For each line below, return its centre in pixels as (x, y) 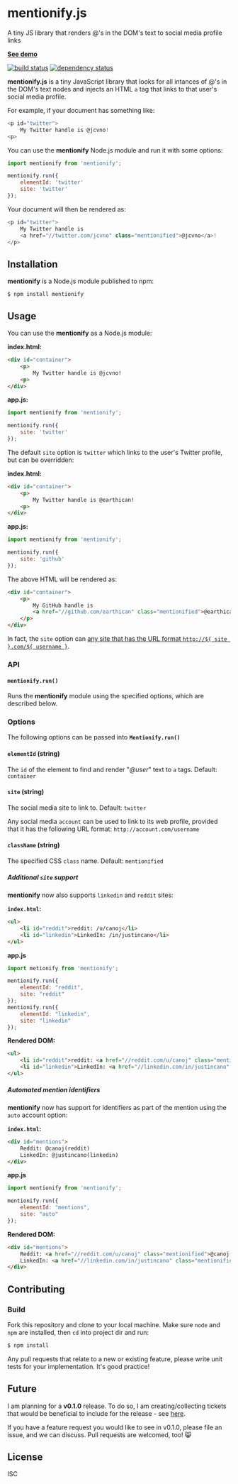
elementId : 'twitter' (52, 182)
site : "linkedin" (46, 1021)
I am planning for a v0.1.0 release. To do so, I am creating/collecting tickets (117, 1406)
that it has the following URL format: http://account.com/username (103, 829)
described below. (33, 703)
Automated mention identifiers (54, 1089)
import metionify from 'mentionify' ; (63, 968)
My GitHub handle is (63, 605)
